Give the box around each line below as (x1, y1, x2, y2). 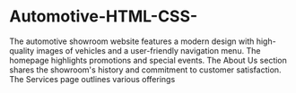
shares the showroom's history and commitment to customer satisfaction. (9, 64, 282, 75)
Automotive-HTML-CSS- (9, 6, 198, 27)
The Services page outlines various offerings (9, 73, 176, 84)
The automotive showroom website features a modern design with (9, 36, 255, 46)
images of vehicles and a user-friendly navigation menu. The (36, 45, 261, 55)
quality (9, 45, 35, 55)
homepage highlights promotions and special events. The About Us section (9, 55, 287, 65)
